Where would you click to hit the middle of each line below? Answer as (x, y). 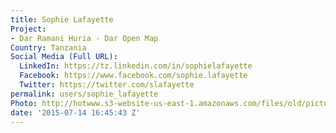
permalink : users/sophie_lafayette (84, 94)
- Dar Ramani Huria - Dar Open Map (84, 38)
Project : (28, 29)
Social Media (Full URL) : (64, 57)
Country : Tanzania (48, 47)
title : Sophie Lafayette (62, 19)
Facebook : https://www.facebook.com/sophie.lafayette (133, 76)
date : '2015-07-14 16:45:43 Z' (75, 112)
